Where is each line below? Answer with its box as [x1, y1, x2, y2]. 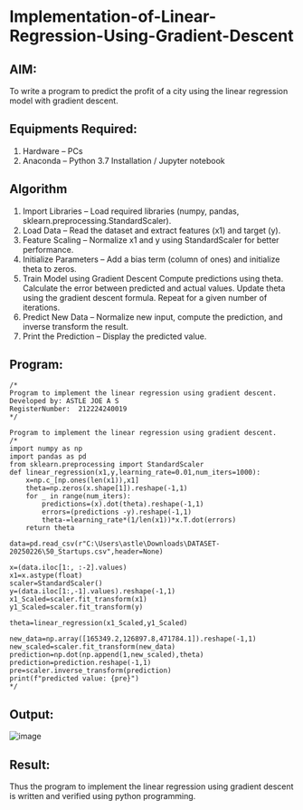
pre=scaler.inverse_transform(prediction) [9, 666, 172, 676]
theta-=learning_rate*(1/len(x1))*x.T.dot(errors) [42, 516, 237, 525]
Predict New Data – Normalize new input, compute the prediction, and [22, 311, 283, 323]
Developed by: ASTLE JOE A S [9, 397, 119, 406]
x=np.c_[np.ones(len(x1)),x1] [25, 476, 140, 486]
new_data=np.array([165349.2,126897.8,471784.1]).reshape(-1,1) [9, 634, 257, 644]
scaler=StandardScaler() [9, 579, 103, 588]
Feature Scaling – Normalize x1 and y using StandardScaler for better [22, 234, 279, 246]
